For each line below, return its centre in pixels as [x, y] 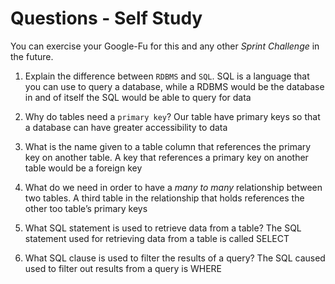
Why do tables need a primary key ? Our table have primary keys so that [172, 116]
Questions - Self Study [106, 18]
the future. [32, 56]
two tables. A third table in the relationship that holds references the [164, 198]
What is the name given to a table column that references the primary [168, 146]
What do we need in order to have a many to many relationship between [173, 187]
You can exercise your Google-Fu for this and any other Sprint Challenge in [165, 46]
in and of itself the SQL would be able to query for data [138, 97]
